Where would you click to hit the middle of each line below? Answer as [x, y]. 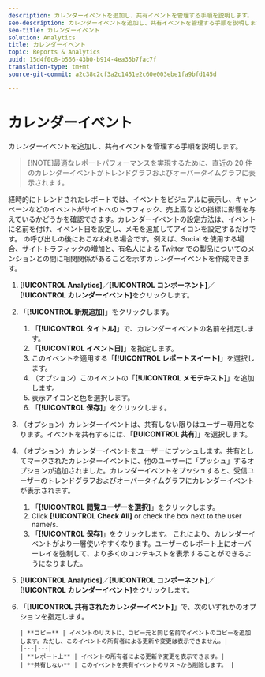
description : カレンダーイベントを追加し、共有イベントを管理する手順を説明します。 [131, 15]
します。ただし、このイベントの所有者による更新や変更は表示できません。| [124, 641]
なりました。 [66, 563]
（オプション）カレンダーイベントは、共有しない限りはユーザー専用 [130, 424]
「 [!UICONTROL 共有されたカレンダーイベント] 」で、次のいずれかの [131, 606]
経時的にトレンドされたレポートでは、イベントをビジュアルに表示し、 [122, 199]
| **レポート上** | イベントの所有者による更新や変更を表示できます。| [122, 656]
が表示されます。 [47, 490]
